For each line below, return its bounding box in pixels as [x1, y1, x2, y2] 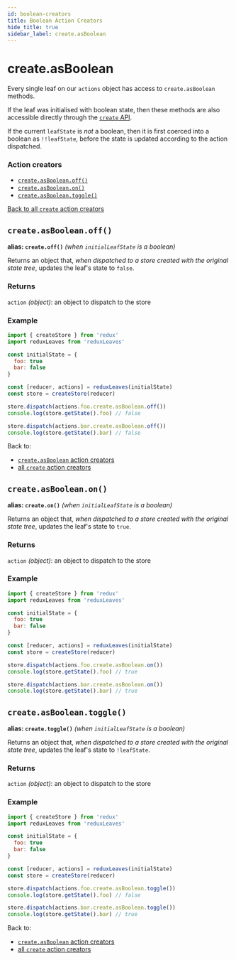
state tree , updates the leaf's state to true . [7, 522, 131, 531]
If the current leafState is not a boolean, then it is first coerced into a [7, 127, 210, 136]
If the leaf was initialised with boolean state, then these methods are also [7, 106, 220, 114]
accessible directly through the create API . [7, 113, 133, 122]
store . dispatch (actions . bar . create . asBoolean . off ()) [7, 422, 167, 430]
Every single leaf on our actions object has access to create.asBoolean [7, 85, 215, 93]
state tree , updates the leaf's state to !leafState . [7, 745, 150, 754]
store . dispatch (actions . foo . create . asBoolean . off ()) [7, 403, 167, 410]
